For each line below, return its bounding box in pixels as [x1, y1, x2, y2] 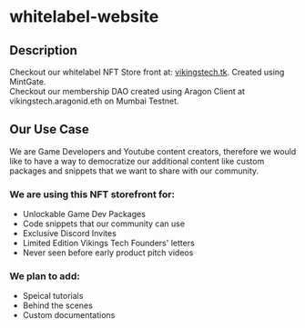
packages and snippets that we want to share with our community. [9, 165, 259, 176]
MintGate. [9, 76, 46, 87]
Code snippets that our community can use [22, 218, 185, 229]
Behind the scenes [22, 300, 93, 311]
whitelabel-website [9, 6, 159, 27]
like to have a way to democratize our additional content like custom [9, 155, 265, 166]
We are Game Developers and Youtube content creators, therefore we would [9, 145, 297, 156]
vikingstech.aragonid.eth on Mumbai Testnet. [9, 95, 179, 106]
